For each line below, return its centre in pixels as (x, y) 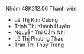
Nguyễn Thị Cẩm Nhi (40, 32)
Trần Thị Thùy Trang (39, 45)
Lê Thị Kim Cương (36, 20)
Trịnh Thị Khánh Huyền (42, 26)
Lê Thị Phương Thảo (39, 38)
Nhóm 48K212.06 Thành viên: (42, 9)
